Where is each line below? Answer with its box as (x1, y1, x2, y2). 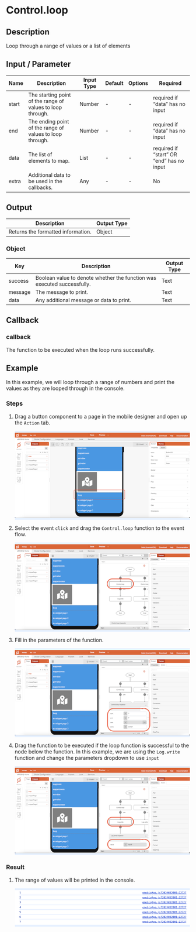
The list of (28, 151, 52, 158)
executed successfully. (35, 280, 91, 287)
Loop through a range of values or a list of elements (6, 42, 131, 49)
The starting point (28, 91, 71, 98)
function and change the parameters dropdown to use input (14, 754, 159, 761)
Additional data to (28, 172, 71, 179)
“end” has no (153, 157, 184, 165)
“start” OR (153, 151, 177, 158)
